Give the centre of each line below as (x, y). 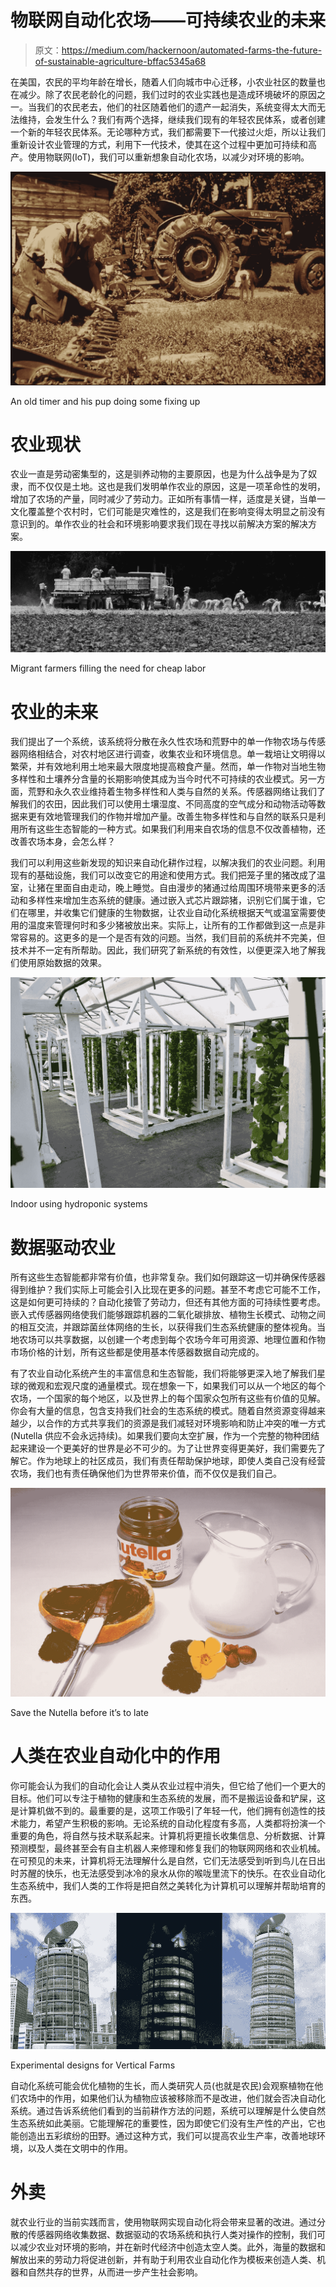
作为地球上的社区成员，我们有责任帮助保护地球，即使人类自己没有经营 (181, 1461)
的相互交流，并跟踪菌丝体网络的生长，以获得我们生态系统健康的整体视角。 (163, 1327)
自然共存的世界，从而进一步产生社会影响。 (115, 2272)
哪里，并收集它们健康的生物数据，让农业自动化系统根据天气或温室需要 (172, 913)
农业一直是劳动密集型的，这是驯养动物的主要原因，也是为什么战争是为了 (159, 474)
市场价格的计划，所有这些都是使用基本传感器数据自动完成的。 (137, 1352)
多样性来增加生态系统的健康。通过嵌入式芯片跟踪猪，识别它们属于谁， (172, 900)
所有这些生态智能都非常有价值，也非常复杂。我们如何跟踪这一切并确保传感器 (168, 1277)
